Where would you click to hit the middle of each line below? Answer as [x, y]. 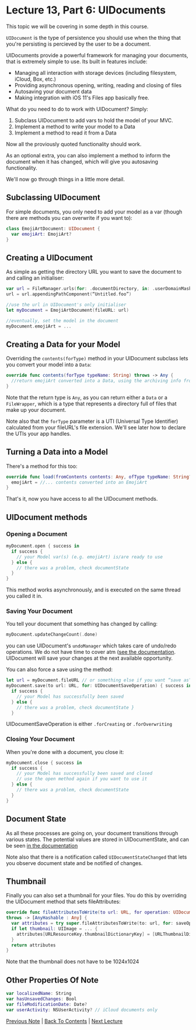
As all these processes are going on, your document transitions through [92, 833]
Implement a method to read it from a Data [65, 133]
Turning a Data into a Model [57, 452]
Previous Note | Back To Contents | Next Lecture [64, 1021]
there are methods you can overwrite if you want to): [69, 218]
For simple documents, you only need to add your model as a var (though [94, 212]
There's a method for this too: [42, 466]
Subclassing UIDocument [53, 197]
